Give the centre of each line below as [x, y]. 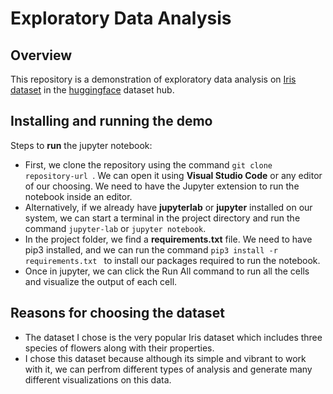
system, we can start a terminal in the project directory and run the [162, 218]
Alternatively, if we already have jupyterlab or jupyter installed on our [168, 207]
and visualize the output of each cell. [101, 281]
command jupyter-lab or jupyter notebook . [115, 228]
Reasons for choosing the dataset [117, 313]
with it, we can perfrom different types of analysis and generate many [168, 369]
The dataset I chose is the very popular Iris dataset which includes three [173, 337]
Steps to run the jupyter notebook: [81, 145]
